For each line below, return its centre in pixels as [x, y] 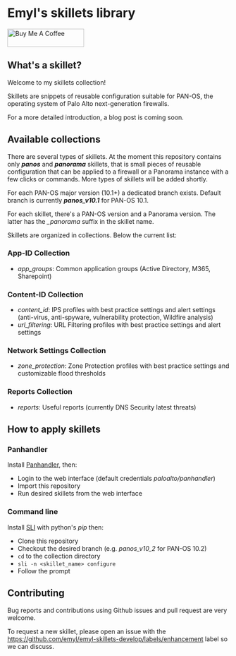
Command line [33, 512]
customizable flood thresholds [61, 374]
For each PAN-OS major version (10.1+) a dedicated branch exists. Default [114, 193]
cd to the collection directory [59, 556]
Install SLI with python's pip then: [56, 527]
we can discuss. [31, 646]
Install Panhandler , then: [42, 465]
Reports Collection [40, 392]
